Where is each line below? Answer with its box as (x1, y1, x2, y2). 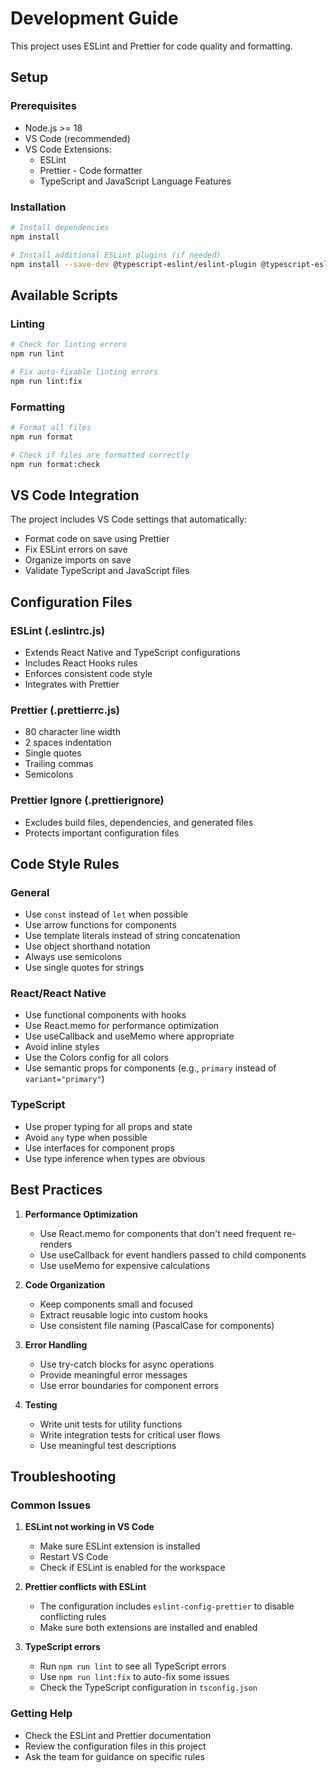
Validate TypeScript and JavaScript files (24, 565, 190, 577)
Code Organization (24, 1278, 106, 1291)
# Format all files (10, 422, 92, 432)
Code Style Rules (10, 855, 120, 872)
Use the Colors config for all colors (24, 1052, 170, 1064)
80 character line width (24, 726, 121, 738)
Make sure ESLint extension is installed (39, 1540, 201, 1552)
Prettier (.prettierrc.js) (10, 703, 120, 717)
